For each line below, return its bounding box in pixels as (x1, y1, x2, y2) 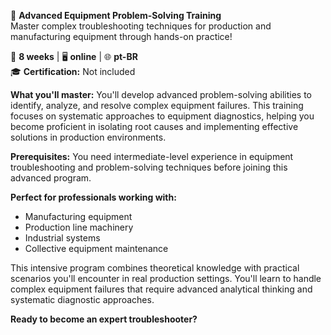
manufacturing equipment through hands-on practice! (10, 31, 233, 42)
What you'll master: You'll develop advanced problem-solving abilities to (10, 89, 312, 100)
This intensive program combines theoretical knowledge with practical (10, 262, 300, 274)
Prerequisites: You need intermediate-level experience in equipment (10, 151, 294, 162)
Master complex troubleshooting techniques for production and (10, 20, 272, 32)
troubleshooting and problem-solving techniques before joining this (10, 161, 288, 173)
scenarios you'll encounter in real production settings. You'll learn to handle (10, 273, 322, 284)
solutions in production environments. (10, 131, 167, 143)
